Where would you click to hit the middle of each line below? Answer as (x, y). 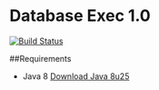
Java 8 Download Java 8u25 (76, 76)
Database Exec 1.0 (80, 16)
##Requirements (40, 58)
